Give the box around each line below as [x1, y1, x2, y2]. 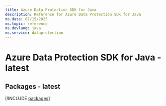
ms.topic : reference [5, 21, 48, 26]
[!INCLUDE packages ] [5, 96, 50, 101]
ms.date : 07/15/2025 [5, 16, 48, 21]
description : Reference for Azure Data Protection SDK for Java [5, 12, 141, 17]
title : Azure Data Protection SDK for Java [5, 7, 97, 12]
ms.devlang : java [5, 26, 41, 31]
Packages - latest [5, 82, 61, 91]
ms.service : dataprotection [5, 30, 64, 35]
